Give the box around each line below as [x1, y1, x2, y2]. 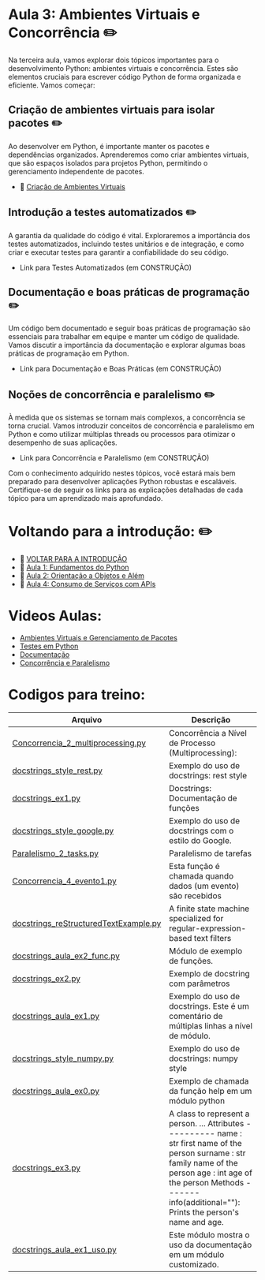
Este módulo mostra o [169, 1230, 250, 1240]
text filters [193, 933, 232, 943]
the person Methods [169, 1177, 244, 1188]
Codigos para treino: [8, 686, 146, 703]
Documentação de [169, 793, 238, 804]
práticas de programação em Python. [8, 349, 129, 358]
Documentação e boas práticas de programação [8, 285, 250, 299]
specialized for [169, 913, 224, 924]
